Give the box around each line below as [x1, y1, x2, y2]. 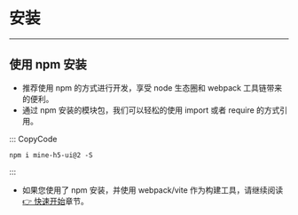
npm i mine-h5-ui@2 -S [9, 150, 93, 160]
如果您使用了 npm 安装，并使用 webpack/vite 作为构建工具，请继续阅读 [21, 184, 284, 195]
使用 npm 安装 [9, 57, 87, 72]
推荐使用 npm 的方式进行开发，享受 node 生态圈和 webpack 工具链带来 [21, 82, 283, 93]
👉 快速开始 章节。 [21, 195, 89, 206]
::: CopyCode [9, 133, 58, 144]
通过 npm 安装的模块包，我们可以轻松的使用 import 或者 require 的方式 [21, 104, 280, 115]
